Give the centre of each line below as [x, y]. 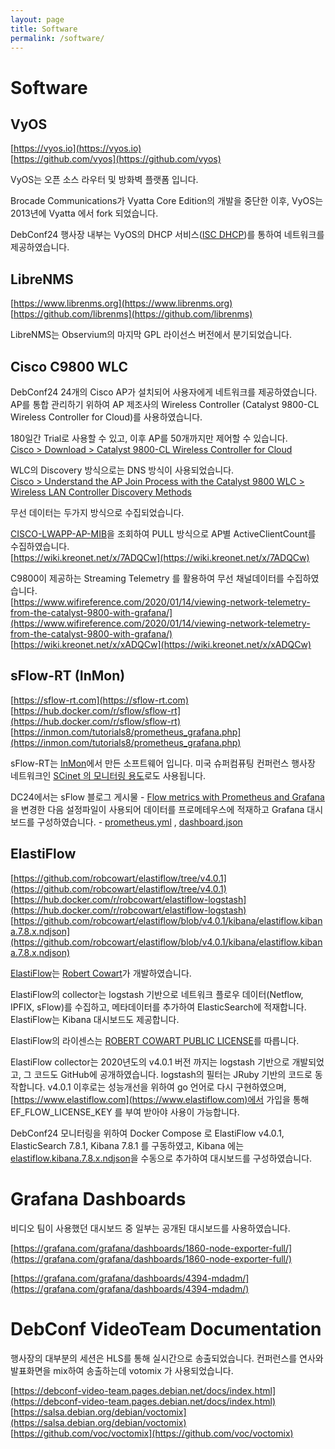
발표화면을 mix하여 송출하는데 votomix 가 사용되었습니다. [122, 1370]
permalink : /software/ [57, 38]
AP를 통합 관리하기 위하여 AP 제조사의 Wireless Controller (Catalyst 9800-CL [165, 404]
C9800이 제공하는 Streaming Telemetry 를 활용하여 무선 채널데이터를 [147, 578]
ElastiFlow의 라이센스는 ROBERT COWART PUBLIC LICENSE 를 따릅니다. [155, 1040]
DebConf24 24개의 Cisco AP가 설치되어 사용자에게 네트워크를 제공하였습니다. [164, 392]
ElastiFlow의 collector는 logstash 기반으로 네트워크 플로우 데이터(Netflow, [157, 994]
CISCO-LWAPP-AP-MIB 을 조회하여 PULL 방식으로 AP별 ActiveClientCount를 [163, 534]
